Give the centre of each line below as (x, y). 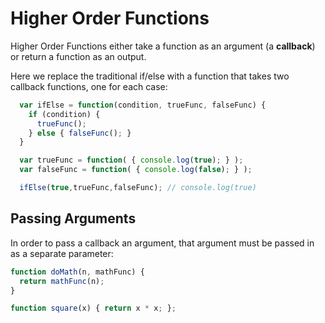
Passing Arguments (73, 218)
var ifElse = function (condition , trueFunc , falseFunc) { (143, 105)
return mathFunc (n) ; (62, 281)
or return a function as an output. (78, 56)
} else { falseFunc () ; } (80, 133)
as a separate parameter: (62, 253)
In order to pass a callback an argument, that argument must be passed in (162, 243)
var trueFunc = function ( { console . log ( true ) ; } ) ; (131, 160)
